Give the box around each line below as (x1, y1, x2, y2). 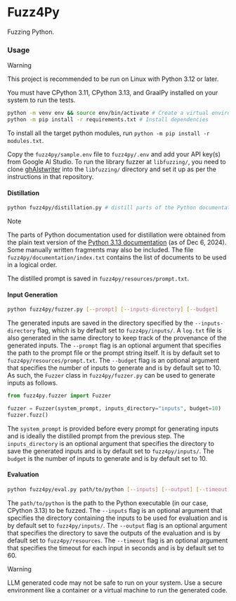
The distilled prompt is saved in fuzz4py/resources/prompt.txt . (7, 274, 190, 283)
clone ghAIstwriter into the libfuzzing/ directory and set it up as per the (7, 165, 216, 173)
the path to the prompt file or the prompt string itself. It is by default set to (7, 349, 221, 357)
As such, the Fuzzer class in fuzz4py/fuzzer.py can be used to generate (7, 371, 216, 380)
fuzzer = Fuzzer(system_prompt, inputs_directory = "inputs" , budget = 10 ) (7, 405, 221, 412)
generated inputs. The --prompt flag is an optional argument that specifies (7, 341, 221, 349)
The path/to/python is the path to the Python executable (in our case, (7, 498, 209, 507)
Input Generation (7, 290, 58, 299)
